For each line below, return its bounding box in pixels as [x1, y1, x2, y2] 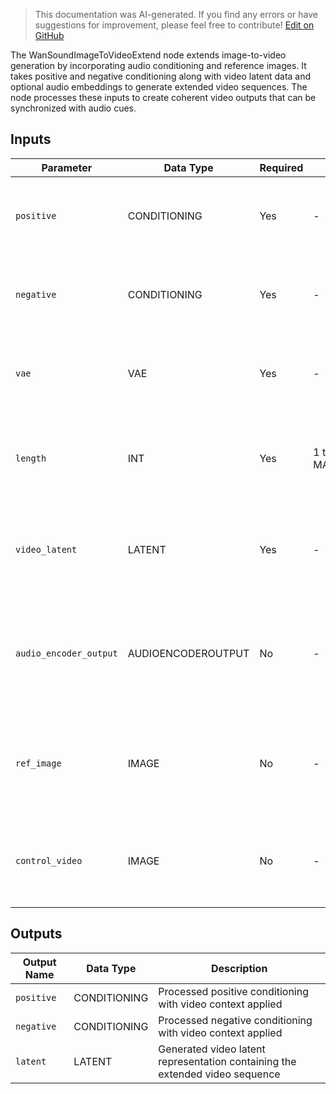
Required [259, 160, 304, 174]
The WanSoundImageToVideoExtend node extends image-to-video [10, 49, 287, 61]
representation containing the [158, 1054, 297, 1068]
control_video [15, 855, 83, 866]
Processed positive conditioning [158, 984, 309, 998]
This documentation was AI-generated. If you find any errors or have [34, 9, 318, 20]
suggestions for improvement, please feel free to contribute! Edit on [34, 19, 315, 31]
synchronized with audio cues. [10, 102, 137, 114]
